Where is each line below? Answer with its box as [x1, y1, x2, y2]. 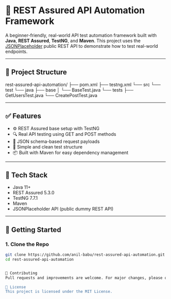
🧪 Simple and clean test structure [12, 143, 83, 149]
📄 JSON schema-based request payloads [12, 138, 100, 144]
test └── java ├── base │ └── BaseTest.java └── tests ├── [5, 86, 134, 93]
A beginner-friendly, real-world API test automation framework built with [5, 32, 157, 38]
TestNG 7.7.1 [12, 195, 38, 201]
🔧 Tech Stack [5, 170, 48, 180]
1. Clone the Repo [5, 241, 49, 248]
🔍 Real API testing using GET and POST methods [12, 131, 117, 137]
